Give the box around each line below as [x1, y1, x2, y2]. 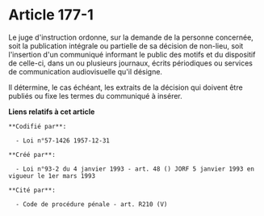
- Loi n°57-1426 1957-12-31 [15, 136, 111, 145]
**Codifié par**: [8, 122, 67, 130]
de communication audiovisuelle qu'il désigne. [8, 66, 163, 76]
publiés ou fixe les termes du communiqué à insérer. [8, 91, 183, 100]
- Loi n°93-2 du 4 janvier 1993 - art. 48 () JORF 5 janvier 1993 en [15, 164, 254, 173]
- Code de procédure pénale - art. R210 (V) [15, 200, 168, 208]
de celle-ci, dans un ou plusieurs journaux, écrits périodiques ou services [8, 58, 253, 68]
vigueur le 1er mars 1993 [8, 172, 95, 180]
